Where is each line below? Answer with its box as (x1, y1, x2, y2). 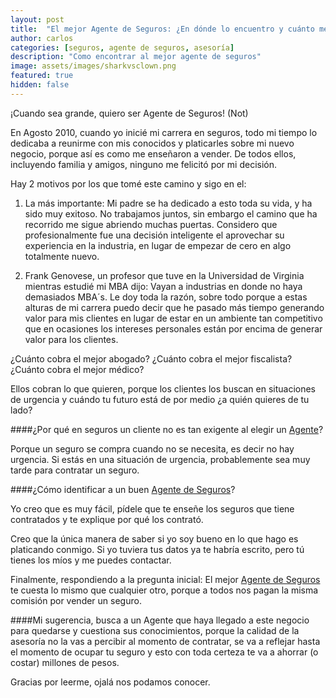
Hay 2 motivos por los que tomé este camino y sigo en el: (10, 177, 247, 190)
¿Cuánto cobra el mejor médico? (10, 363, 145, 375)
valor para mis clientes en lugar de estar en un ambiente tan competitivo (24, 312, 323, 324)
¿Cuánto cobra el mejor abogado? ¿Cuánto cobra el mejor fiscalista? (10, 352, 293, 365)
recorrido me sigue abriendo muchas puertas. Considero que (24, 218, 278, 230)
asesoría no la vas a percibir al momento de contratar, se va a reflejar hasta (10, 635, 321, 647)
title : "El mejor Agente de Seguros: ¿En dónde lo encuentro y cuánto (10, 24, 315, 34)
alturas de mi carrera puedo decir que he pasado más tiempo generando (24, 301, 325, 313)
